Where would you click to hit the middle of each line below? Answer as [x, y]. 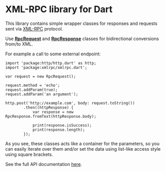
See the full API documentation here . [44, 164]
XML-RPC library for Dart [59, 9]
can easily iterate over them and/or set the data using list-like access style [83, 149]
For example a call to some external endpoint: [53, 54]
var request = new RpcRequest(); [41, 76]
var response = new [53, 112]
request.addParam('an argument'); [42, 94]
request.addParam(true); [31, 90]
